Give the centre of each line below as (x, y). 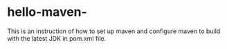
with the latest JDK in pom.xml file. (57, 38)
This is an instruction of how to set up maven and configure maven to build (114, 31)
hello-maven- (47, 12)
